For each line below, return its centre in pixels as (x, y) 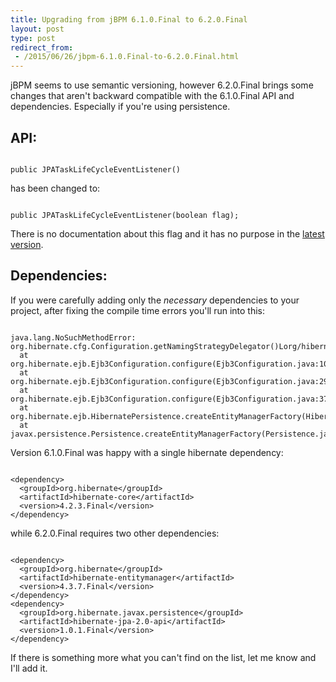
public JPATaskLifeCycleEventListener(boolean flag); (125, 215)
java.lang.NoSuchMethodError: (73, 337)
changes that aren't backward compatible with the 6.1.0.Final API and (152, 96)
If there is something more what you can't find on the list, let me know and (163, 657)
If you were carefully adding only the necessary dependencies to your (155, 300)
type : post (33, 38)
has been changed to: (55, 188)
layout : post (37, 29)
